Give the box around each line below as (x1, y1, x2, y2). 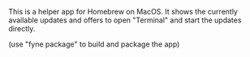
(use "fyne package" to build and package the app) (8, 39, 180, 49)
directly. (8, 24, 36, 33)
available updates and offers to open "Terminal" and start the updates (8, 15, 242, 25)
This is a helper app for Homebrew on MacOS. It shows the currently (8, 7, 238, 16)
